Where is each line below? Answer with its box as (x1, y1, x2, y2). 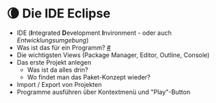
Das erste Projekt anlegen (16, 58, 92, 66)
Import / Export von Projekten (16, 80, 102, 88)
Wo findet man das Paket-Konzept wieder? (27, 72, 151, 81)
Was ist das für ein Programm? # (16, 43, 111, 51)
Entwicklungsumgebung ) (16, 35, 89, 44)
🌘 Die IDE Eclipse (6, 6, 111, 22)
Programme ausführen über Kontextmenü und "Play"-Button (16, 88, 191, 96)
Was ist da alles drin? (27, 65, 89, 74)
